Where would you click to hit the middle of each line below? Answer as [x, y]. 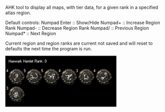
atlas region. [18, 13]
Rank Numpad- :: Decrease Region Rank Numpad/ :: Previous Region [77, 28]
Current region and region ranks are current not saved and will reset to [79, 43]
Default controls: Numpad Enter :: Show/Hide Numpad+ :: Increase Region [83, 23]
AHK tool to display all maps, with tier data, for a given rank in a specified [82, 7]
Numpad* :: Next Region [31, 33]
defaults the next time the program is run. [49, 49]
